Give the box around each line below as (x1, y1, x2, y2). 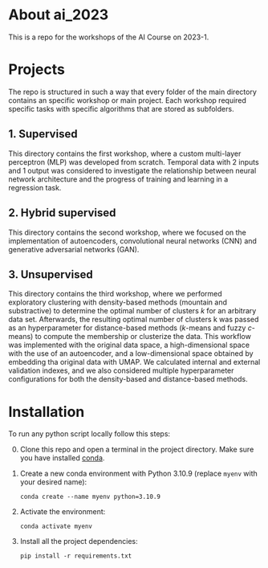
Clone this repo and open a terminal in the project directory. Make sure (19, 444, 254, 455)
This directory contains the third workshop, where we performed (8, 289, 222, 299)
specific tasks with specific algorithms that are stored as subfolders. (8, 104, 234, 113)
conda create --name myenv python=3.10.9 (19, 492, 160, 501)
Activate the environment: (19, 507, 106, 517)
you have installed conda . (19, 453, 105, 463)
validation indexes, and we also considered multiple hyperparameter (8, 366, 234, 375)
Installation (8, 403, 85, 421)
